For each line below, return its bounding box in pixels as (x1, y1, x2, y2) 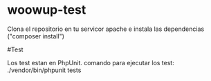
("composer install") (7, 32, 64, 40)
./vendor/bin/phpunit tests (7, 66, 82, 74)
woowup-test (7, 2, 86, 18)
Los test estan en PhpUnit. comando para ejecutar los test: (7, 58, 174, 67)
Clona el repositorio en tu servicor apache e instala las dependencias (7, 25, 205, 33)
